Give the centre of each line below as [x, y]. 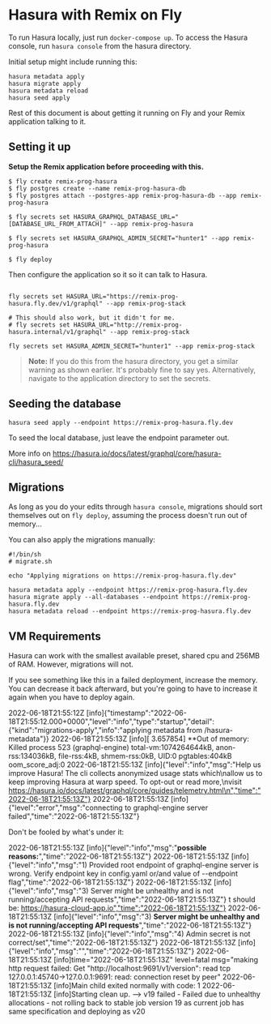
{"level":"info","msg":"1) [48, 865]
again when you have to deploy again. [72, 697]
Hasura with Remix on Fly [95, 15]
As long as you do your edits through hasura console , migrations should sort [135, 507]
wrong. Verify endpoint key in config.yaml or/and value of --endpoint [123, 874]
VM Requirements [55, 636]
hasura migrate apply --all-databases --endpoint [94, 598]
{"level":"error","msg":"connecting [66, 808]
